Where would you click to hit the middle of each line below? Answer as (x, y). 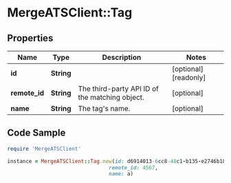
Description (122, 57)
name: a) (121, 174)
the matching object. (111, 97)
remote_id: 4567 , (133, 168)
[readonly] (189, 77)
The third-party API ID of (119, 89)
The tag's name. (104, 108)
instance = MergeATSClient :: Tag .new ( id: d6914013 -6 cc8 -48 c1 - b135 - (104, 161)
